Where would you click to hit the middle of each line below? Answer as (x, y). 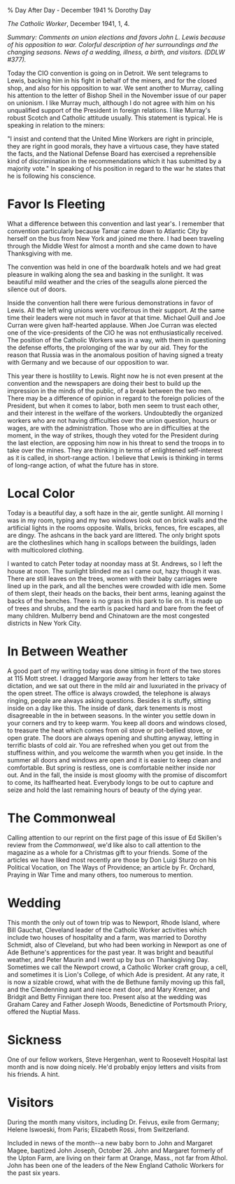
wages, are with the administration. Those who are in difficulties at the (108, 428)
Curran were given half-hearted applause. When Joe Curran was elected (112, 325)
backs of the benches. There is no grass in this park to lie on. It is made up (115, 601)
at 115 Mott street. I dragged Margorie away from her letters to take (104, 678)
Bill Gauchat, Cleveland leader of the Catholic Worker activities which (107, 930)
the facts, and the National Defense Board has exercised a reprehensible (112, 154)
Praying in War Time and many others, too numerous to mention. (100, 875)
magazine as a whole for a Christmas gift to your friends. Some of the (107, 852)
